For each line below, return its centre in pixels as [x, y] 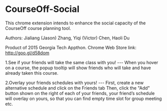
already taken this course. [32, 73]
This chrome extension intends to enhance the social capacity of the [76, 23]
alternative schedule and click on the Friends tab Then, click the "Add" [78, 88]
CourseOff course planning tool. [38, 28]
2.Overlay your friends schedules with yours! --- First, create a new [74, 83]
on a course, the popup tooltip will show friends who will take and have [78, 68]
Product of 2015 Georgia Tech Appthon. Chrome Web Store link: [71, 47]
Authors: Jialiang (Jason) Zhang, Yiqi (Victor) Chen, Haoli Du [67, 38]
